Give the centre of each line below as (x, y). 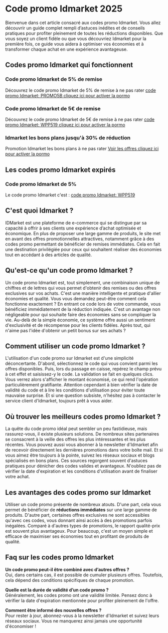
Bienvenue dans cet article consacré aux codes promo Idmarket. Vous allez (83, 23)
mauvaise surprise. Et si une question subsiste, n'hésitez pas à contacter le (83, 395)
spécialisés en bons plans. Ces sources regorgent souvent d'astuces (76, 461)
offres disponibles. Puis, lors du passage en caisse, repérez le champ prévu (83, 369)
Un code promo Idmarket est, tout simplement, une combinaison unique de (82, 282)
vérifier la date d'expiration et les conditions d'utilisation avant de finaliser (81, 471)
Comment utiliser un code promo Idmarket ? (75, 346)
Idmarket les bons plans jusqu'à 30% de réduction (68, 137)
